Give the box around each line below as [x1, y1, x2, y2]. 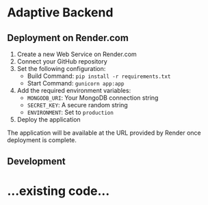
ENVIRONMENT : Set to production [27, 108, 114, 116]
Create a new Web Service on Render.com [16, 50, 137, 58]
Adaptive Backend [7, 5, 114, 20]
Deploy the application [16, 115, 81, 124]
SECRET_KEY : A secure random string [27, 101, 128, 109]
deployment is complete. [7, 136, 77, 144]
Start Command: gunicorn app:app [27, 79, 125, 87]
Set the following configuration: [16, 65, 106, 72]
